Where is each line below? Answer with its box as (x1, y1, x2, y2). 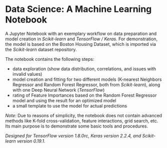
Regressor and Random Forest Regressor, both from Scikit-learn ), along (12, 81, 160, 88)
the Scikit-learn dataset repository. (5, 46, 77, 52)
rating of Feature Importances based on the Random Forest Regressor (12, 92, 157, 98)
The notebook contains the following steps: (5, 56, 94, 62)
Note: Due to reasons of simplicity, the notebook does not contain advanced (5, 112, 162, 118)
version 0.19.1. (16, 138, 45, 144)
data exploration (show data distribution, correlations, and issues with (12, 66, 156, 72)
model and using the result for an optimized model (12, 97, 116, 103)
